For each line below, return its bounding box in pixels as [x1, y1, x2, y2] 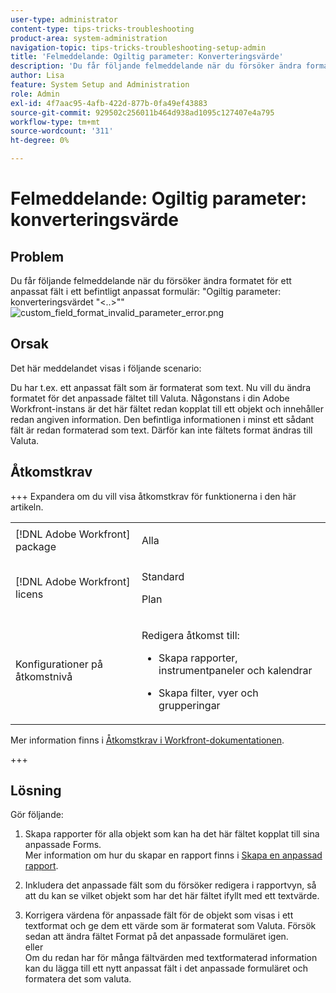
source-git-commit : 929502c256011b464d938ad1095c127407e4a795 [10, 107, 275, 118]
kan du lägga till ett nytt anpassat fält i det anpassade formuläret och [24, 962, 308, 975]
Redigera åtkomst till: [141, 628, 240, 642]
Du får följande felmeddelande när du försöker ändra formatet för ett [10, 275, 292, 286]
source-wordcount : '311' [10, 126, 114, 136]
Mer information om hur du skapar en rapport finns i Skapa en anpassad [24, 849, 323, 861]
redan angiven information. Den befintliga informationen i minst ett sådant [10, 413, 315, 425]
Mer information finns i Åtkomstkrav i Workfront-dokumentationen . [10, 734, 285, 746]
